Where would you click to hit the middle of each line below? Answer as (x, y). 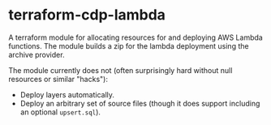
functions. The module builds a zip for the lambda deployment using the (129, 45)
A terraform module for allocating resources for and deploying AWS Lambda (136, 37)
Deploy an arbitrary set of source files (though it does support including (140, 103)
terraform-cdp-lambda (87, 15)
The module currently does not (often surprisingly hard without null (120, 70)
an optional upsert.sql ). (60, 112)
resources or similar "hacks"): (58, 79)
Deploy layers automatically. (67, 94)
